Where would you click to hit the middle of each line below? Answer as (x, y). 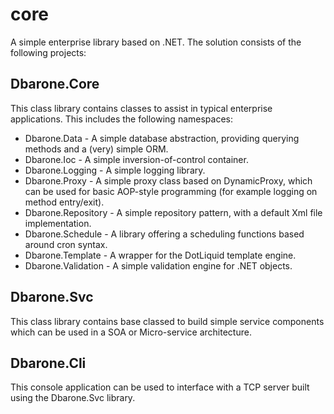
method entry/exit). (64, 202)
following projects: (48, 52)
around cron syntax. (66, 244)
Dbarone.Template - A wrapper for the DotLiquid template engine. (160, 255)
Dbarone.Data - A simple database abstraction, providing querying (162, 138)
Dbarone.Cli (48, 363)
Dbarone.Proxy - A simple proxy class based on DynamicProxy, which (168, 180)
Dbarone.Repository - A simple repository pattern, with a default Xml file (173, 212)
